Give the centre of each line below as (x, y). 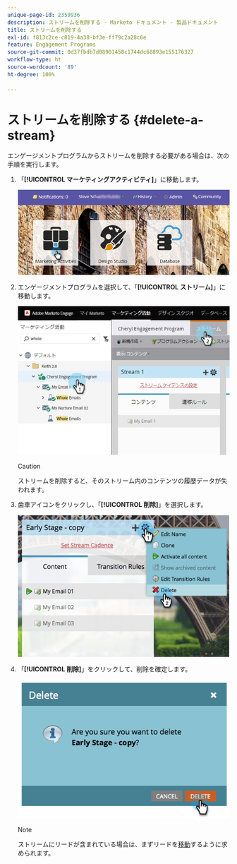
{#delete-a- (168, 120)
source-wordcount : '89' (42, 67)
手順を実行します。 (35, 164)
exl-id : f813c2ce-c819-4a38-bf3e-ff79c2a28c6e (77, 37)
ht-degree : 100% (31, 74)
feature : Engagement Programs (52, 45)
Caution (29, 467)
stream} (31, 135)
